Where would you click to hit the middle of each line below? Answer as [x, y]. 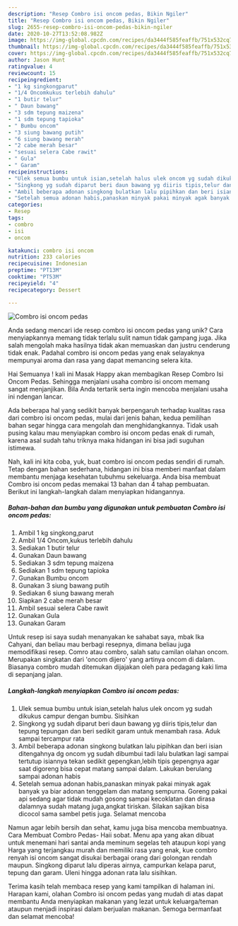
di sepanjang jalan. [35, 675]
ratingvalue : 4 [30, 67]
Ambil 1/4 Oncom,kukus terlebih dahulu [76, 541]
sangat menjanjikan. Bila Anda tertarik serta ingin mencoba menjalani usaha [118, 389]
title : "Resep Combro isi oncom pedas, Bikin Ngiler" [89, 21]
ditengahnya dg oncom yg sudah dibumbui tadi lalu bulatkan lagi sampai [123, 754]
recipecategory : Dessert [44, 290]
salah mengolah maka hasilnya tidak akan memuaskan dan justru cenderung [119, 345]
